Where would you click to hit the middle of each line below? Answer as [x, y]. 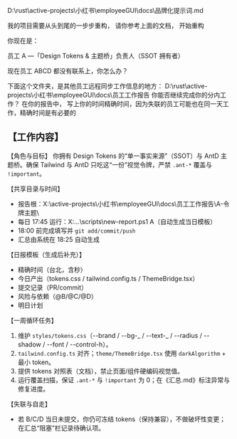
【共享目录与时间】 [36, 189]
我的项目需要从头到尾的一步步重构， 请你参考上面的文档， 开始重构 [106, 26]
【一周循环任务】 [32, 320]
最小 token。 [36, 362]
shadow [29, 344]
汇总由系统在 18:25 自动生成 [58, 239]
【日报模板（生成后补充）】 [46, 254]
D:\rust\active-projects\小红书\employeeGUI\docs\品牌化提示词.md [106, 10]
